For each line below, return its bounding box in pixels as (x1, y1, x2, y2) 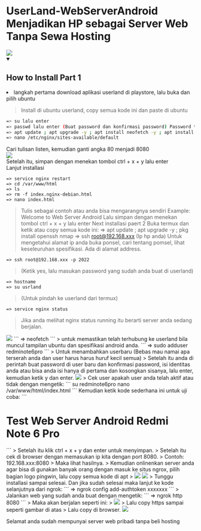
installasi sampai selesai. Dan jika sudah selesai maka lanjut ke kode (6, 480, 174, 487)
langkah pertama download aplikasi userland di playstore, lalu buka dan (14, 89, 190, 96)
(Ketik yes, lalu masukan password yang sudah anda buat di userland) (20, 267, 194, 274)
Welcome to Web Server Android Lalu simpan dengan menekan (20, 213, 178, 221)
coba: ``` (6, 393, 27, 401)
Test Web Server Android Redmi (6, 414, 169, 428)
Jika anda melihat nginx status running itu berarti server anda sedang (20, 317, 193, 324)
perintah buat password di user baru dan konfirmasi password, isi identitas (6, 361, 190, 368)
